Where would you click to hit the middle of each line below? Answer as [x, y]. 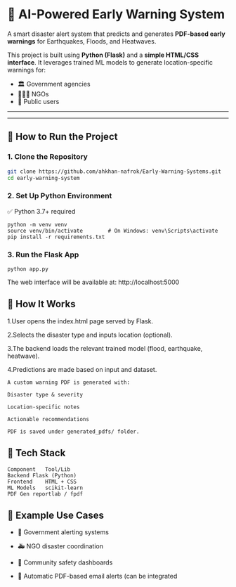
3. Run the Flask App [43, 254]
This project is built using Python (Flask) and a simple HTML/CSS [103, 55]
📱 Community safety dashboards [65, 562]
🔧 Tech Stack [37, 453]
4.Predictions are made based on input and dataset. [82, 369]
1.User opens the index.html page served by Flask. [80, 321]
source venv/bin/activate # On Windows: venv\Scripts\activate [113, 231]
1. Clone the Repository [47, 157]
